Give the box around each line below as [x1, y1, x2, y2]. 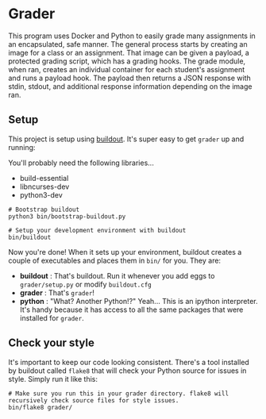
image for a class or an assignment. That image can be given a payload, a [8, 48, 250, 57]
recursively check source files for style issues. [8, 396, 179, 405]
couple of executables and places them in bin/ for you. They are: [8, 256, 221, 265]
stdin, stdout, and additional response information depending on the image [8, 81, 253, 91]
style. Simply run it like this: [8, 374, 98, 383]
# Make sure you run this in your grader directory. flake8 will [8, 390, 229, 398]
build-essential [19, 173, 69, 183]
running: [8, 142, 36, 152]
